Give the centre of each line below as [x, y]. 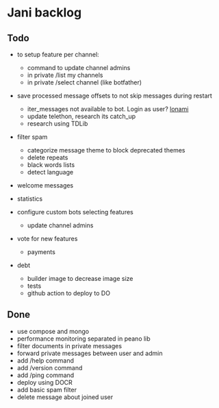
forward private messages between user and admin [90, 353]
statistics [30, 199]
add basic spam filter [47, 389]
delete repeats [48, 157]
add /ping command [46, 375]
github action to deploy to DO [69, 293]
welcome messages [45, 185]
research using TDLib [57, 124]
